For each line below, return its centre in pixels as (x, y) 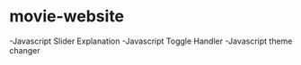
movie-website (67, 16)
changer (25, 50)
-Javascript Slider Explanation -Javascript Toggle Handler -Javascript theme (151, 41)
